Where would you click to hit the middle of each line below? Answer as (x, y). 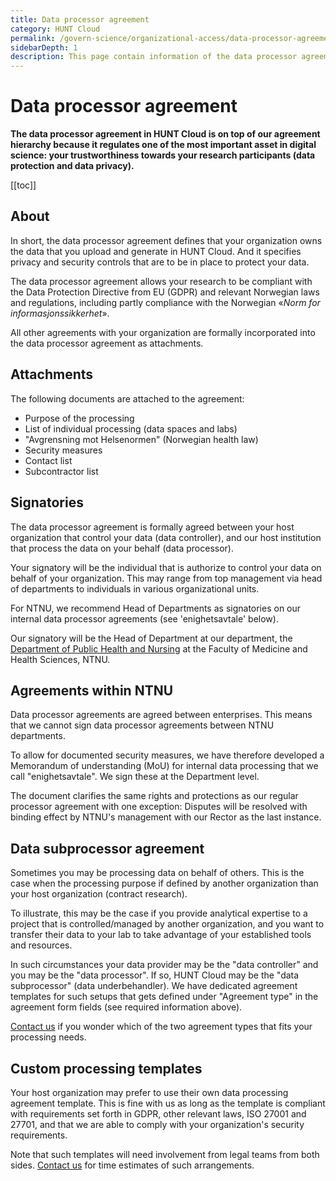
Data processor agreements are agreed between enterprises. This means (161, 715)
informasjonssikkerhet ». (60, 313)
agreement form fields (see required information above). (126, 1007)
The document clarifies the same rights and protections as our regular (154, 796)
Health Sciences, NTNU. (60, 659)
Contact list (48, 460)
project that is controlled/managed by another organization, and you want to (167, 924)
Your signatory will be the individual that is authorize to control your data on (166, 567)
